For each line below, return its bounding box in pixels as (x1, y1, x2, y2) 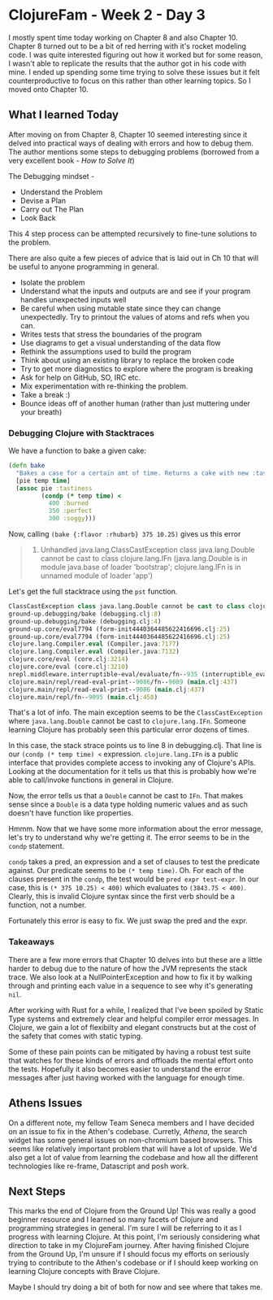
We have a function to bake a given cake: (8, 446, 147, 456)
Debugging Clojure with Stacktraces (8, 427, 154, 438)
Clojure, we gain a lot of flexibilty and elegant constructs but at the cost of (8, 1022, 257, 1032)
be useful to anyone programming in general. (8, 262, 160, 272)
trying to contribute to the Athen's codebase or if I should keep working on (8, 1258, 258, 1267)
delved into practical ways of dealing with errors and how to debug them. (8, 138, 254, 148)
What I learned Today (8, 108, 119, 122)
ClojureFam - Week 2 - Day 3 (8, 6, 206, 24)
